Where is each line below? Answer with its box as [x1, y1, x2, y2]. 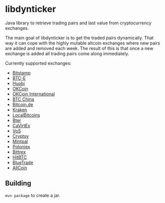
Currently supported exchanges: [5, 60, 72, 66]
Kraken [12, 107, 27, 113]
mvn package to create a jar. [5, 192, 61, 198]
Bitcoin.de [12, 101, 33, 107]
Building [5, 179, 31, 188]
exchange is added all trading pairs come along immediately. [5, 51, 129, 57]
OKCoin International [12, 91, 55, 97]
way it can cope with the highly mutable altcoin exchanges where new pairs [5, 40, 161, 46]
